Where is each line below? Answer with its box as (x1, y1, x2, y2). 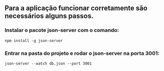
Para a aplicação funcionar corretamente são (4, 4, 148, 12)
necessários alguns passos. (4, 12, 94, 20)
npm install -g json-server (4, 38, 63, 43)
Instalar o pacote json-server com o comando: (4, 27, 119, 34)
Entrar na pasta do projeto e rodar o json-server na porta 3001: (4, 49, 160, 56)
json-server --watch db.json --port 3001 (4, 61, 92, 66)
